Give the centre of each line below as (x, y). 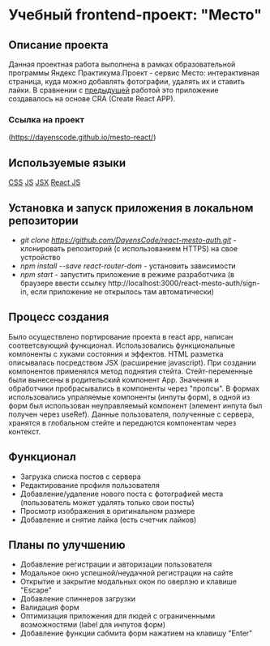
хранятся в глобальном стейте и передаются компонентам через (122, 422)
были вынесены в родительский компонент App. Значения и (114, 379)
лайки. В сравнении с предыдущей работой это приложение (114, 90)
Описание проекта (58, 45)
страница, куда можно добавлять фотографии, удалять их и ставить (127, 81)
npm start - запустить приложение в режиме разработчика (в (127, 274)
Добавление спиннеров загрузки (78, 599)
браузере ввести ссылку (63, 283)
